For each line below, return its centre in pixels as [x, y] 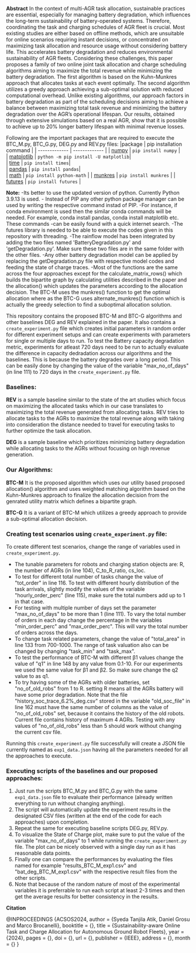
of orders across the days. [46, 632]
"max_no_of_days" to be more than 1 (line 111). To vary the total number [100, 614]
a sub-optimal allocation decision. [47, 519]
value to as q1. [32, 676]
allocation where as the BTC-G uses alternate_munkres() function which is [96, 298]
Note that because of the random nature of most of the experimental [97, 884]
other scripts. [31, 878]
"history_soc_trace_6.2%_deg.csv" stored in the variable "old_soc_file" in [102, 701]
